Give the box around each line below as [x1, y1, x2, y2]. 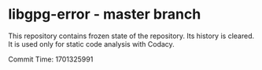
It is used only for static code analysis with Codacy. [8, 39, 175, 48]
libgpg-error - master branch [8, 5, 201, 23]
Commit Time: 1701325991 [8, 54, 94, 64]
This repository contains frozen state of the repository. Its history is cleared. [8, 31, 254, 40]
